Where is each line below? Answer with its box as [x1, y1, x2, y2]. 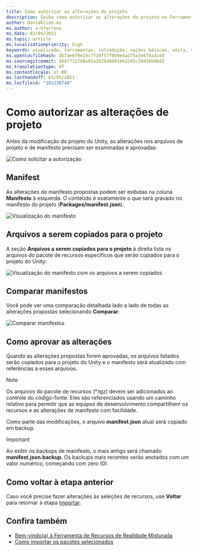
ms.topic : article [6, 36, 51, 42]
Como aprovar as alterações [6, 336, 112, 346]
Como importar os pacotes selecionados [14, 538, 114, 545]
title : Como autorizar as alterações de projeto [6, 8, 128, 15]
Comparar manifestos [6, 286, 88, 296]
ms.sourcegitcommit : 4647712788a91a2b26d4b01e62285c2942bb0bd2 [6, 58, 165, 64]
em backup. [6, 424, 35, 432]
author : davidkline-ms [6, 20, 62, 25]
